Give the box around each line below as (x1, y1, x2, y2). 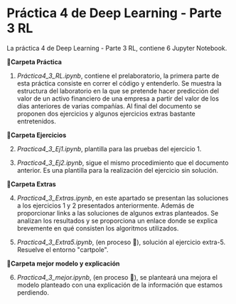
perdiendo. (16, 288, 49, 297)
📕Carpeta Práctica (6, 57, 62, 66)
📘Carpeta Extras (6, 180, 56, 188)
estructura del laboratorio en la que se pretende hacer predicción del (16, 86, 220, 95)
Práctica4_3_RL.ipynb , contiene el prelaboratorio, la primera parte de (16, 71, 220, 80)
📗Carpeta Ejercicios (6, 131, 67, 139)
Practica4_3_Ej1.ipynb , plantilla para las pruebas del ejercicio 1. (16, 144, 202, 153)
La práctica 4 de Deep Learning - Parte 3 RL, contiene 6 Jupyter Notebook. (6, 44, 227, 52)
